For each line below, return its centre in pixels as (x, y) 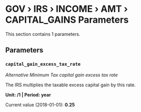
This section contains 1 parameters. (43, 34)
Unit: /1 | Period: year (28, 95)
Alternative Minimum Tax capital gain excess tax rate (62, 74)
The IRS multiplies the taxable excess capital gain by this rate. (70, 85)
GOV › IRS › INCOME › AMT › (67, 9)
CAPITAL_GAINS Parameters (67, 20)
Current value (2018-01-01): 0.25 (40, 105)
